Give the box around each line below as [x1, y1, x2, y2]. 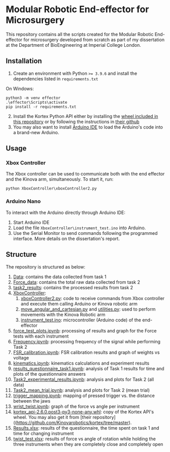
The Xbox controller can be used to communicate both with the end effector [6, 171, 165, 177]
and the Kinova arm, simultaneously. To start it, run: [6, 176, 114, 183]
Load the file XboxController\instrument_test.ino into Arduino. [13, 225, 146, 231]
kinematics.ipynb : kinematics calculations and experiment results [13, 360, 150, 366]
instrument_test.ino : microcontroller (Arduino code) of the [20, 317, 142, 323]
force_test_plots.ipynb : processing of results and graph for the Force [13, 327, 157, 334]
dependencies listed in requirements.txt [13, 75, 98, 82]
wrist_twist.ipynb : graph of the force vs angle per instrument [13, 403, 140, 409]
